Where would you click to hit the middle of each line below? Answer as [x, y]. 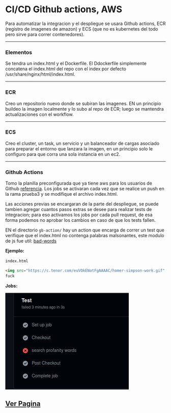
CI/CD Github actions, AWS [64, 9]
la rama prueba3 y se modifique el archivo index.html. [62, 194]
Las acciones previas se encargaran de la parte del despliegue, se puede [82, 204]
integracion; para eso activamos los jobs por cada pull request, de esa [79, 215]
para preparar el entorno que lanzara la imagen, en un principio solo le [79, 148]
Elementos [19, 52]
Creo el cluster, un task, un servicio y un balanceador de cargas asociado [82, 143]
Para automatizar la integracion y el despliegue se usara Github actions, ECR [85, 23]
